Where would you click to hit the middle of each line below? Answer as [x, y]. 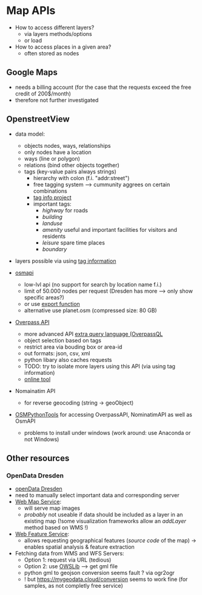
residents [54, 236]
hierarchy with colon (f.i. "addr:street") [81, 178]
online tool [37, 379]
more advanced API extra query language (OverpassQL [93, 334]
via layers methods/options [58, 33]
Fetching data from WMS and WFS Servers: [69, 554]
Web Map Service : [38, 502]
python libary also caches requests [68, 360]
